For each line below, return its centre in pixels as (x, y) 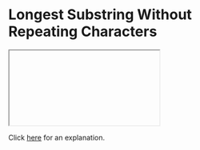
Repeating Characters (83, 32)
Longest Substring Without (100, 15)
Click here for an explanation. (57, 137)
